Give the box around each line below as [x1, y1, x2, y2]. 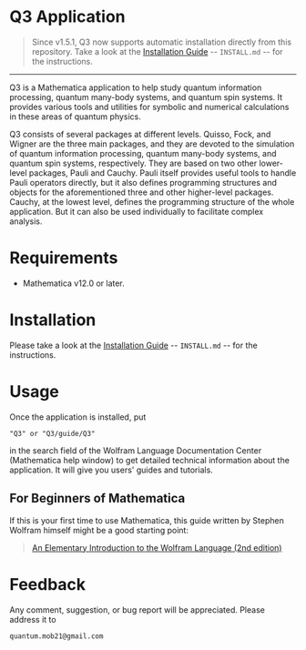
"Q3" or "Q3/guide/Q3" [9, 429, 96, 438]
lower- [259, 157, 284, 168]
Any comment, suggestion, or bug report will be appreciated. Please [9, 604, 266, 615]
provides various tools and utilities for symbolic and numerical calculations [9, 101, 290, 112]
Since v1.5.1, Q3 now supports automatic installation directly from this [31, 36, 292, 47]
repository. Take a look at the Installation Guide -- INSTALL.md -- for [31, 46, 284, 56]
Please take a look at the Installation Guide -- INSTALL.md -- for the [9, 340, 258, 350]
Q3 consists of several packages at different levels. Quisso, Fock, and [9, 128, 271, 139]
